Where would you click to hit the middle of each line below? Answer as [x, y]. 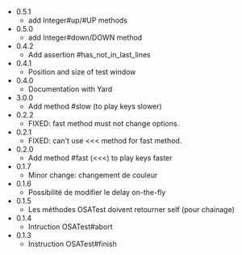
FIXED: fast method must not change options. [104, 123]
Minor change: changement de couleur [93, 175]
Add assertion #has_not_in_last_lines [89, 55]
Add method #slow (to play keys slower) [95, 106]
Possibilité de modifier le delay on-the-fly [97, 192]
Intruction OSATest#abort [70, 227]
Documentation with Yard [70, 89]
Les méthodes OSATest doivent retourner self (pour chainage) [131, 209]
